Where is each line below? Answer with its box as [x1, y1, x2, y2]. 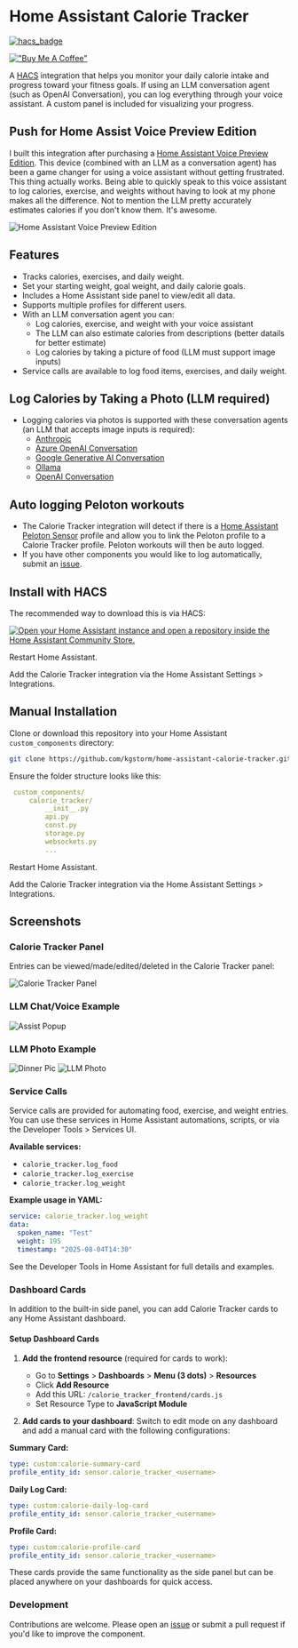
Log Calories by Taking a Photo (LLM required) [9, 391, 271, 406]
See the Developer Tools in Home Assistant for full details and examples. [9, 1260, 275, 1272]
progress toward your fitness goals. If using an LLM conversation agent [9, 79, 271, 90]
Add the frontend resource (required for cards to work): [21, 1353, 228, 1364]
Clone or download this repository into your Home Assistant [9, 727, 228, 739]
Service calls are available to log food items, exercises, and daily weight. [21, 365, 287, 376]
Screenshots [9, 914, 82, 930]
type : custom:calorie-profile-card [9, 1542, 141, 1552]
